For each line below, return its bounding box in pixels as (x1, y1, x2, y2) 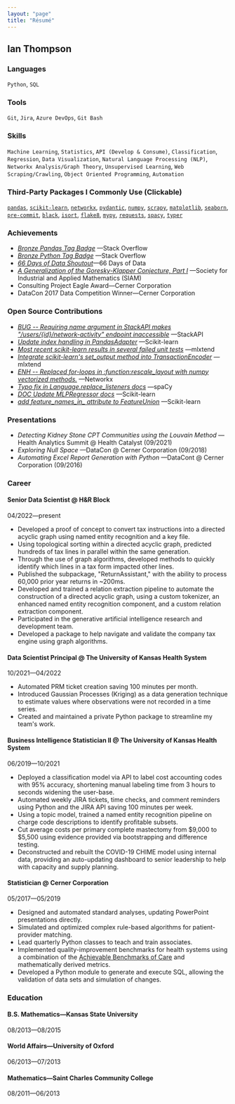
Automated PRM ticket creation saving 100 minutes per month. (17, 683, 199, 691)
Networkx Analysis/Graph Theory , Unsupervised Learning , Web (7, 162, 184, 170)
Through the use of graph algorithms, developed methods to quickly (17, 555, 215, 564)
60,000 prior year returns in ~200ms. (17, 578, 126, 586)
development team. (17, 622, 74, 630)
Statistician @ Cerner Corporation (7, 879, 109, 887)
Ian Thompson (7, 43, 72, 55)
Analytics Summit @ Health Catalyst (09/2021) (38, 438, 173, 447)
